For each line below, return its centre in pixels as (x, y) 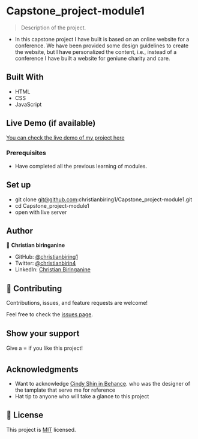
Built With (25, 77)
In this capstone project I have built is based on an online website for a (102, 39)
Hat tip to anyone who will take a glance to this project (82, 396)
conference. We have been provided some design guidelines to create (102, 46)
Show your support (43, 333)
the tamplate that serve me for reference (65, 390)
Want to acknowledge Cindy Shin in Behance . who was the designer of (103, 383)
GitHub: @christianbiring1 (46, 257)
